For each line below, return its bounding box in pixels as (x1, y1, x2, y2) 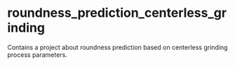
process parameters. (7, 51, 68, 59)
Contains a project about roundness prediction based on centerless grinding (7, 43, 228, 51)
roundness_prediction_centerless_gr (7, 5, 227, 21)
